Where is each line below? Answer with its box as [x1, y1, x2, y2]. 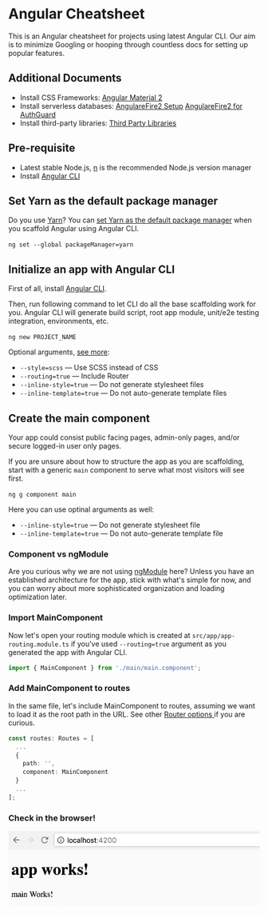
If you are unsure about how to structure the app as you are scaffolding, [8, 457, 245, 466]
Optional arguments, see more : [8, 347, 110, 357]
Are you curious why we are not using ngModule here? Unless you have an [8, 567, 254, 577]
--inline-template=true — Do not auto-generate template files [19, 389, 227, 398]
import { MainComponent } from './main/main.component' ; [8, 664, 202, 672]
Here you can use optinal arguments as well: [8, 505, 154, 514]
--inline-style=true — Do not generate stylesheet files [19, 380, 204, 389]
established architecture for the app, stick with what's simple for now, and [8, 575, 251, 585]
